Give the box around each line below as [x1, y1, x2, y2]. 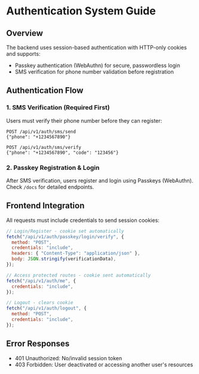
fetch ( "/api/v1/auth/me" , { [6, 278, 76, 284]
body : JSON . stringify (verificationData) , [11, 256, 117, 262]
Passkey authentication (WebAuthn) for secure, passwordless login [14, 62, 180, 69]
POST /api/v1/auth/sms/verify [6, 144, 82, 150]
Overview [6, 28, 44, 38]
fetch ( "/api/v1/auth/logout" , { [6, 305, 87, 312]
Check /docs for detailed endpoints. [6, 183, 94, 190]
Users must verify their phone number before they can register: [6, 117, 163, 124]
